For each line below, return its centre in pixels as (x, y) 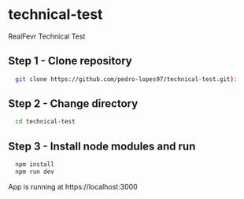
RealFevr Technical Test (47, 36)
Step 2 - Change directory (73, 104)
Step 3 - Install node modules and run (102, 146)
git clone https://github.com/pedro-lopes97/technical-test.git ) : (126, 79)
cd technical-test (46, 122)
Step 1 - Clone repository (70, 61)
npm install (35, 164)
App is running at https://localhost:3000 (73, 186)
